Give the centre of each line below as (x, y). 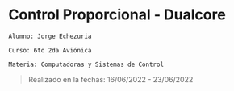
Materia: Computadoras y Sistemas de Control (86, 64)
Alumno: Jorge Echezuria (50, 36)
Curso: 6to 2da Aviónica (50, 50)
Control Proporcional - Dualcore (117, 15)
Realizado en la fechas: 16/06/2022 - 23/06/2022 (111, 79)
